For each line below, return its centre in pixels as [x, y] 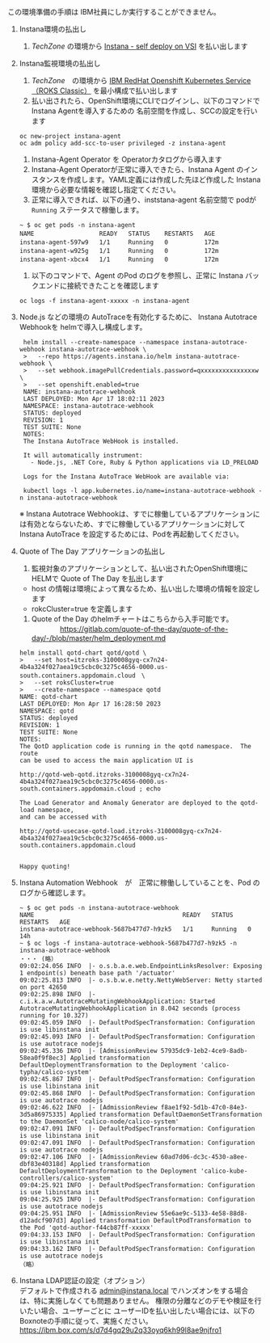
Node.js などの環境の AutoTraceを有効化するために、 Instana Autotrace [138, 317]
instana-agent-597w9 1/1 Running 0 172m [119, 242]
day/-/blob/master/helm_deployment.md [99, 638]
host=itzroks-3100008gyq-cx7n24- [112, 660]
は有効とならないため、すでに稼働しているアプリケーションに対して [132, 524]
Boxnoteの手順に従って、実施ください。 [86, 1321]
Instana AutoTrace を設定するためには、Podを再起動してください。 [131, 534]
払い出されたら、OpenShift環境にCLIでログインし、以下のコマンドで [146, 101]
